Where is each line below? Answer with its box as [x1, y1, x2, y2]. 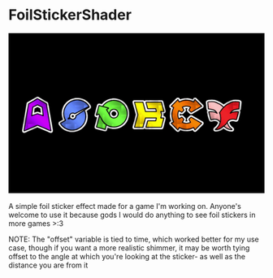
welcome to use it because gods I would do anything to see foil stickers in [8, 210, 256, 219]
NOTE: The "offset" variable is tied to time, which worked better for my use [8, 234, 260, 244]
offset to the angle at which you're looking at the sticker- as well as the [8, 251, 246, 261]
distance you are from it [8, 260, 89, 270]
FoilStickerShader [8, 6, 132, 24]
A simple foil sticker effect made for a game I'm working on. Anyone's [8, 201, 241, 211]
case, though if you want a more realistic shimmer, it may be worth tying [8, 242, 250, 253]
